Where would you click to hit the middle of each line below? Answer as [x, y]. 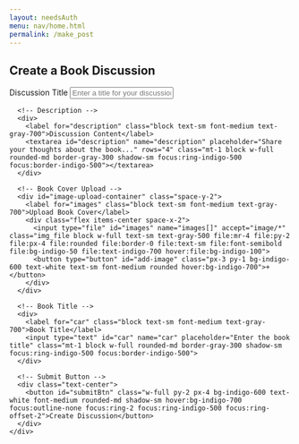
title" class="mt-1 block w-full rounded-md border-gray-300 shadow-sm [145, 346]
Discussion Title [39, 93]
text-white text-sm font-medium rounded [102, 268]
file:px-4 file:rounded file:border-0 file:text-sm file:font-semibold [145, 244]
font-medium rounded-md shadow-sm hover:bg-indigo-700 [137, 401]
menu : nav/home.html [48, 26]
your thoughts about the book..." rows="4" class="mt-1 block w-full [142, 150]
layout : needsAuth [43, 17]
